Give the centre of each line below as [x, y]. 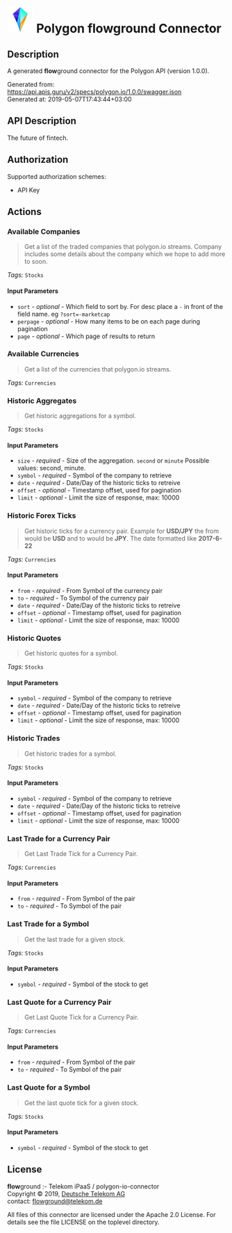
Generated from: [31, 84]
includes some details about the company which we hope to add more [125, 254]
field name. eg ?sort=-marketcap [64, 314]
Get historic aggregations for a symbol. [80, 416]
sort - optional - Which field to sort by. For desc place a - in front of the [120, 306]
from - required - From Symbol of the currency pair [90, 590]
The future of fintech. [38, 138]
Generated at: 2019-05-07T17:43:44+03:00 [69, 99]
